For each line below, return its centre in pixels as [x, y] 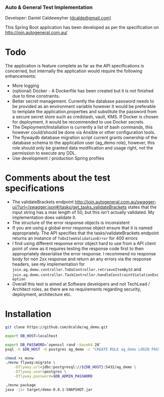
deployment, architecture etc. [42, 294]
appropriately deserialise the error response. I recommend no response [84, 254]
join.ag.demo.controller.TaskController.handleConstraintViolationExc [85, 275]
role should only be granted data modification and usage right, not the [82, 148]
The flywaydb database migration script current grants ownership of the [85, 138]
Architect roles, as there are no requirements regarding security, [77, 289]
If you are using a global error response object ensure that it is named [82, 228]
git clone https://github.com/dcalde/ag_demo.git [57, 327]
